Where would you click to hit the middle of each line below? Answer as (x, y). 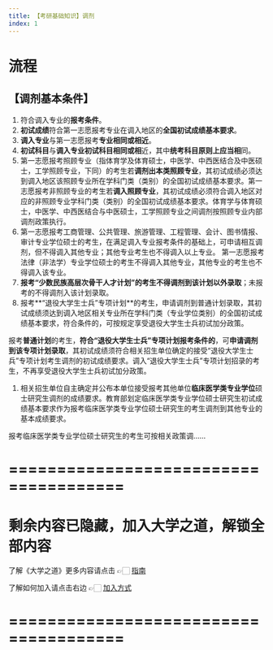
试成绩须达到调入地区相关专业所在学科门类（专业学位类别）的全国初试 (138, 313)
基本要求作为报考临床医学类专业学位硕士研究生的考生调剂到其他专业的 (145, 408)
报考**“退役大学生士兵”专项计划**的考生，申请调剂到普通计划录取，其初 (141, 302)
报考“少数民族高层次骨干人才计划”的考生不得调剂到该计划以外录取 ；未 (138, 282)
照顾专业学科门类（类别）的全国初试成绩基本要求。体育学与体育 (149, 201)
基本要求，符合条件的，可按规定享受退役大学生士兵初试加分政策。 (138, 323)
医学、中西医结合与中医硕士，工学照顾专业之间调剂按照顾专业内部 (152, 211)
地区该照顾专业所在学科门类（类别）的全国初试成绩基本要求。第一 (152, 180)
